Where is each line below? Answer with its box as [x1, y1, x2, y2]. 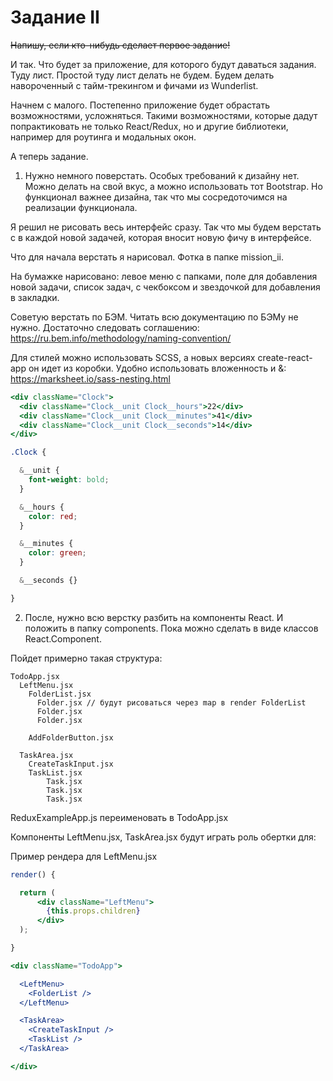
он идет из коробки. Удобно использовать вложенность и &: [28, 362, 287, 374]
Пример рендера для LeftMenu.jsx [10, 850, 158, 862]
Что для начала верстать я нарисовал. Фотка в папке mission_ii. [10, 251, 285, 263]
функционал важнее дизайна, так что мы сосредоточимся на [24, 191, 288, 203]
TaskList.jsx [28, 767, 83, 778]
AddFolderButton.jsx [28, 732, 114, 743]
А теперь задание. [10, 150, 89, 162]
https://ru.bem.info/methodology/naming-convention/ [10, 332, 232, 344]
